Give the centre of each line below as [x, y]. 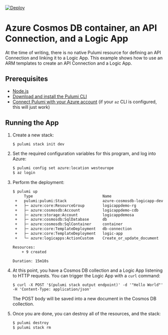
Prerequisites [27, 79]
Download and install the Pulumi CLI [50, 96]
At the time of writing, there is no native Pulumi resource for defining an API [83, 52]
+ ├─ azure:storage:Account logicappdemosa [74, 215]
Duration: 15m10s [31, 261]
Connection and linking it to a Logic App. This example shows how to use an [84, 58]
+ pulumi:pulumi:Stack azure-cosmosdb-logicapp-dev [89, 201]
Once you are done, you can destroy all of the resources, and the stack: [87, 314]
